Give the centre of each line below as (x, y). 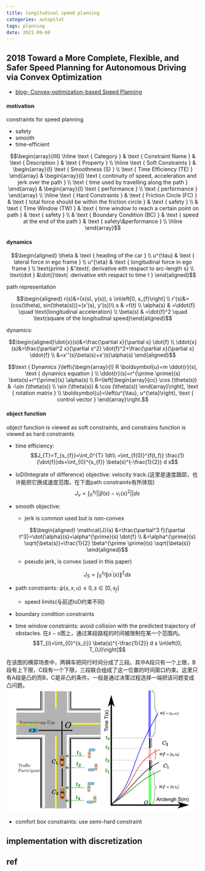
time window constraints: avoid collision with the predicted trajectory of (105, 626)
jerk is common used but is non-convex (74, 519)
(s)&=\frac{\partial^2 (37, 349)
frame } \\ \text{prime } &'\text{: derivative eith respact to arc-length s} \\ (103, 268)
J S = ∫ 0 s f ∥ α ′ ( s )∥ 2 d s (107, 575)
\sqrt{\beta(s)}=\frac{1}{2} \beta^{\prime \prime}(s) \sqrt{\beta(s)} (107, 543)
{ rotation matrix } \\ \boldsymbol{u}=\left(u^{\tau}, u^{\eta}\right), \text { (103, 393)
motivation (20, 106)
